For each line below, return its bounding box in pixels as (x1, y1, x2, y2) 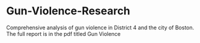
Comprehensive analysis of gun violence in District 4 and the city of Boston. (6, 24, 195, 31)
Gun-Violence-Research (6, 4, 130, 18)
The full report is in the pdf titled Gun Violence (6, 30, 121, 37)
